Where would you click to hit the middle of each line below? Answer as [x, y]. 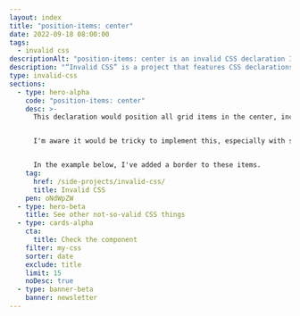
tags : [19, 42]
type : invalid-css [43, 76]
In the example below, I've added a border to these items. [147, 165]
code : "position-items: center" [85, 100]
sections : [28, 84]
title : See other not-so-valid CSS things [105, 215]
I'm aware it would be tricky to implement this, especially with [159, 141]
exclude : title [54, 264]
